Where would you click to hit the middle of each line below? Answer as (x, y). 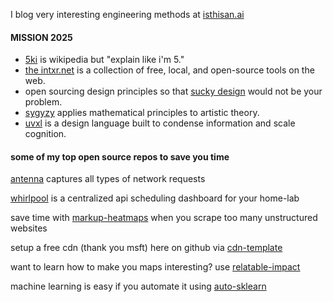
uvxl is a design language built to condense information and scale (160, 123)
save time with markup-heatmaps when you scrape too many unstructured (164, 218)
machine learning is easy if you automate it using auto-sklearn (138, 286)
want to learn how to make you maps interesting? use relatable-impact (155, 267)
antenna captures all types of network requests (108, 179)
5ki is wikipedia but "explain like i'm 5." (104, 60)
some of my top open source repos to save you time (120, 156)
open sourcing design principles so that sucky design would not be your (173, 91)
